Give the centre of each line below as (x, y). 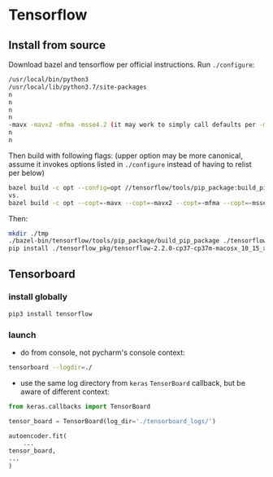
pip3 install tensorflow (50, 314)
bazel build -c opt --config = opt (65, 188)
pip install (28, 249)
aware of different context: (65, 392)
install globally (38, 297)
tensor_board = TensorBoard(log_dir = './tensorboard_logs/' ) (113, 421)
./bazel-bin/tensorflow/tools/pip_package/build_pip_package (114, 241)
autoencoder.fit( (38, 436)
